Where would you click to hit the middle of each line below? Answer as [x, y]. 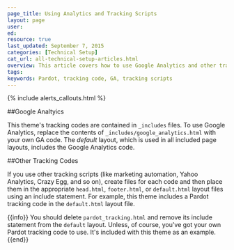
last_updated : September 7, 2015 [56, 46]
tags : [15, 72]
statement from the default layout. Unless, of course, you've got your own [114, 225]
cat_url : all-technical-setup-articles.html [73, 59]
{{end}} [18, 240]
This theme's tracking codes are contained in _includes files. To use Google [116, 125]
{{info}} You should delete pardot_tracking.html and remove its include [110, 217]
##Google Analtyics [36, 111]
